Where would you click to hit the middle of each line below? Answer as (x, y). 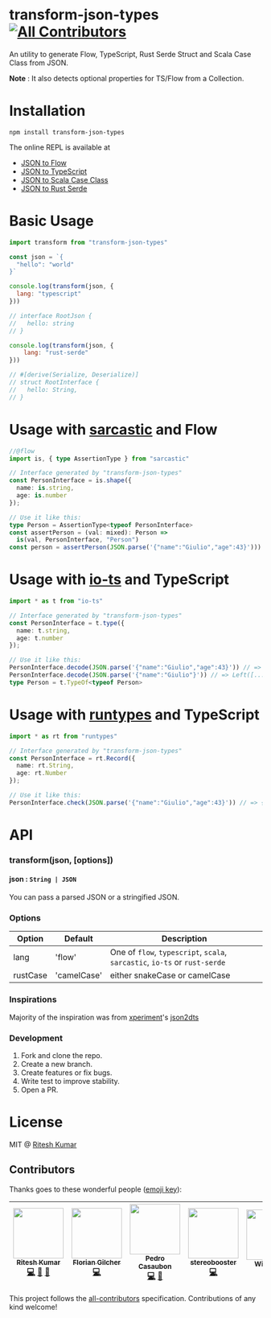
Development (36, 1038)
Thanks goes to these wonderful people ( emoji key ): (96, 1189)
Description (184, 939)
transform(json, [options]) (61, 860)
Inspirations (33, 999)
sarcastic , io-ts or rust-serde (168, 962)
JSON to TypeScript (54, 171)
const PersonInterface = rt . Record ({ (72, 758)
